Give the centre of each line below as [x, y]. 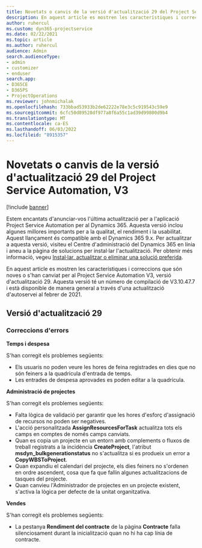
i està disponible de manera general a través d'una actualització [85, 288]
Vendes [16, 503]
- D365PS [17, 90]
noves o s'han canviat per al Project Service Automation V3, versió [89, 275]
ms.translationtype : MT [36, 118]
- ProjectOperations [32, 96]
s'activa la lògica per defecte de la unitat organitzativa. [83, 491]
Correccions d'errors [38, 331]
